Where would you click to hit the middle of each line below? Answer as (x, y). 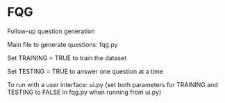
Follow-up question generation (51, 31)
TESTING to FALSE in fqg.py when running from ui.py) (84, 92)
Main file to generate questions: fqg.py (62, 44)
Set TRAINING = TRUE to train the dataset (67, 58)
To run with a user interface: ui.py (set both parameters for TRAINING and (113, 84)
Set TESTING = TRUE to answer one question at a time (85, 71)
